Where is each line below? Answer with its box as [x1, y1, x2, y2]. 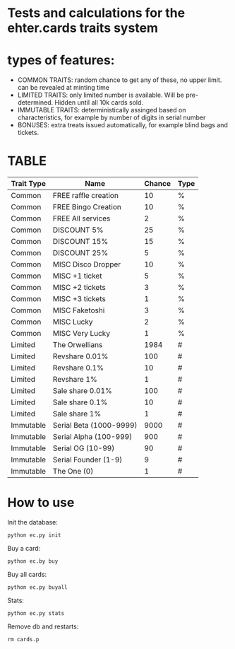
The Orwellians [52, 340, 103, 350]
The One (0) [52, 467, 94, 476]
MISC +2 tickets [52, 283, 106, 293]
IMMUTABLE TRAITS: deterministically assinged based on [17, 106, 186, 115]
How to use [7, 495, 75, 510]
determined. [17, 98, 54, 107]
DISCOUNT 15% [52, 237, 109, 247]
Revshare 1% [52, 375, 97, 385]
